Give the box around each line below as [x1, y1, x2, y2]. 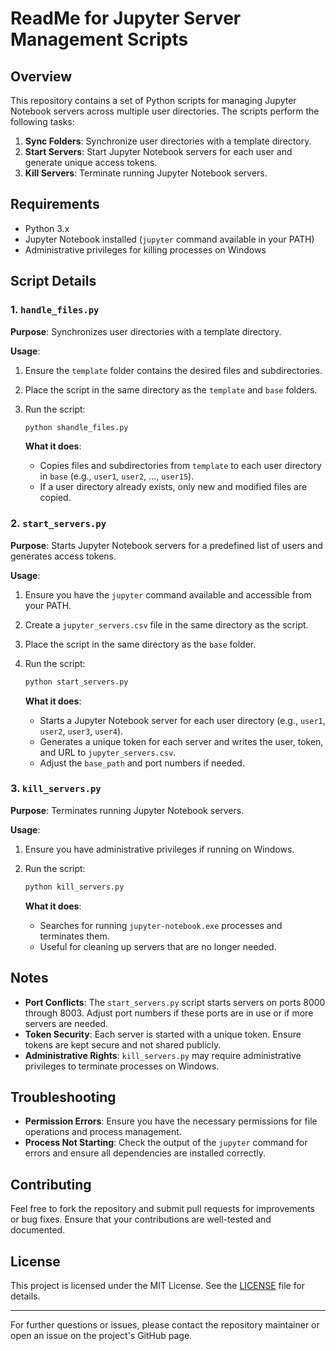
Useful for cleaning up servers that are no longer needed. [39, 940, 277, 952]
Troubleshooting [10, 1088, 117, 1106]
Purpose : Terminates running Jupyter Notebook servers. [10, 804, 245, 816]
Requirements [10, 196, 100, 213]
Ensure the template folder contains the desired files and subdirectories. [24, 364, 323, 376]
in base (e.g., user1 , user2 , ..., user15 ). [39, 470, 195, 482]
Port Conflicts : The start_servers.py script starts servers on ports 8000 [24, 996, 326, 1008]
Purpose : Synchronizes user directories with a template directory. [10, 325, 282, 337]
